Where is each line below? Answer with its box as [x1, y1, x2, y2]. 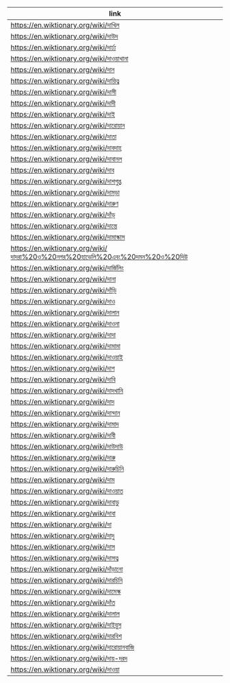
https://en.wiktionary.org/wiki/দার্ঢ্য [10, 43, 116, 52]
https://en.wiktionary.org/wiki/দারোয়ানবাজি [10, 643, 135, 651]
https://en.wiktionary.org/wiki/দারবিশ [10, 632, 122, 640]
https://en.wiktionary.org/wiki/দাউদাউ [10, 442, 123, 451]
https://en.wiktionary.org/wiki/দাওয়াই [10, 353, 123, 362]
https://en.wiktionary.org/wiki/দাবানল [10, 154, 123, 163]
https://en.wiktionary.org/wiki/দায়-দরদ [10, 653, 128, 663]
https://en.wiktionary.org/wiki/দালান [10, 308, 120, 317]
